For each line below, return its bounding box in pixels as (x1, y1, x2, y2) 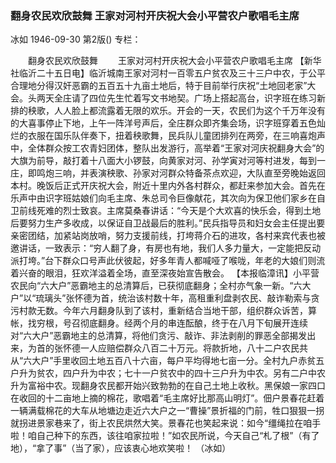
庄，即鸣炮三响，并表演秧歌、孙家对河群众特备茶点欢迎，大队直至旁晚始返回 (10, 167, 326, 179)
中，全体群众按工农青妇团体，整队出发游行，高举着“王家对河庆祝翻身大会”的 (10, 142, 325, 154)
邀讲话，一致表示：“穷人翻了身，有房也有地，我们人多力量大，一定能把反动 (10, 242, 322, 254)
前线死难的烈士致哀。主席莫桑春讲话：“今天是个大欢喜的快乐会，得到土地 (18, 205, 322, 217)
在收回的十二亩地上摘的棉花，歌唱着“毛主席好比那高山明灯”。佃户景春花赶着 (10, 392, 325, 404)
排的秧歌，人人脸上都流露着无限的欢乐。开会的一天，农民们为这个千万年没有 (10, 105, 326, 117)
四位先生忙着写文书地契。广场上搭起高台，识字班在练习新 (88, 92, 326, 104)
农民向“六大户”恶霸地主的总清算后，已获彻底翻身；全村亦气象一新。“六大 (10, 280, 312, 292)
